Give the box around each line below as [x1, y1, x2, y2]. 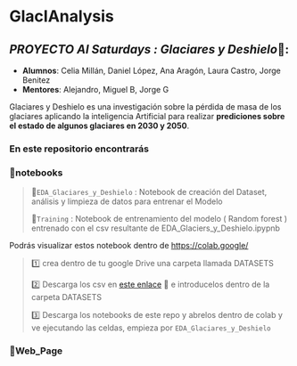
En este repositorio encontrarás [9, 142, 150, 155]
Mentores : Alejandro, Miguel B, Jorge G [21, 85, 169, 94]
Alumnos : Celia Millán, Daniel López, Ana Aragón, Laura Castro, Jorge [21, 65, 281, 76]
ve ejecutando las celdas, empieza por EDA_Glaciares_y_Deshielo [30, 322, 271, 333]
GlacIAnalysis [9, 6, 114, 27]
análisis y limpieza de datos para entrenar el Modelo [30, 196, 223, 207]
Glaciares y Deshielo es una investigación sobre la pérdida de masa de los [9, 102, 282, 112]
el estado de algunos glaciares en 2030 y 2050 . [9, 120, 190, 131]
